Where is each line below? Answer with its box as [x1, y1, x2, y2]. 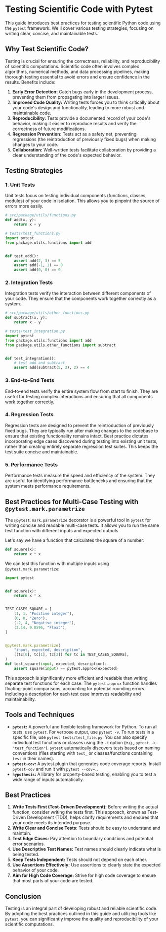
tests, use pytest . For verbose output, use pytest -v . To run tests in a [12, 729, 154, 735]
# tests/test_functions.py [5, 231, 61, 236]
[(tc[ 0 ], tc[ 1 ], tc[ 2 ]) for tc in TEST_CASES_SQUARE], [14, 652, 129, 657]
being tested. [12, 852, 40, 858]
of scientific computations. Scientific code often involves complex [5, 63, 139, 69]
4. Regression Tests [5, 411, 54, 418]
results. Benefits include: [5, 79, 56, 85]
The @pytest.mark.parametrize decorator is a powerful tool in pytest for [5, 517, 151, 523]
